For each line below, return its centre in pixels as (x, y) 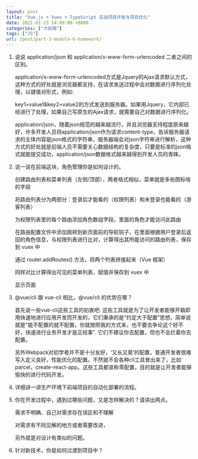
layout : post (22, 12)
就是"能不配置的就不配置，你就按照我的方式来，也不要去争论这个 (94, 325)
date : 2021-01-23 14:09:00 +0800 (47, 23)
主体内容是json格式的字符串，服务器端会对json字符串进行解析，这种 (108, 139)
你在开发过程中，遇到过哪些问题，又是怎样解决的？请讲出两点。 (92, 400)
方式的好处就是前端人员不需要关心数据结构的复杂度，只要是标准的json (100, 147)
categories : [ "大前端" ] (34, 28)
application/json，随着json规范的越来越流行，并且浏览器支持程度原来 (99, 124)
